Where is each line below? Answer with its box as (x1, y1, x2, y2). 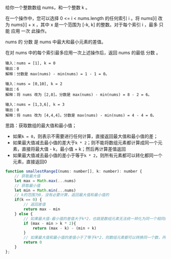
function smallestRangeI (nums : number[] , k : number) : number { (5, 169, 142, 174)
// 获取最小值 (14, 183, 41, 188)
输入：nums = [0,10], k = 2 (5, 81, 63, 87)
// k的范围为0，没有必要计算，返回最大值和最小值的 (14, 192, 109, 197)
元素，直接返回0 (12, 159, 47, 164)
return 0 (23, 240, 42, 245)
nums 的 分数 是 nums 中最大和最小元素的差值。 (5, 39, 106, 45)
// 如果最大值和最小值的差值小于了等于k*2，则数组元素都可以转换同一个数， (23, 235, 162, 240)
